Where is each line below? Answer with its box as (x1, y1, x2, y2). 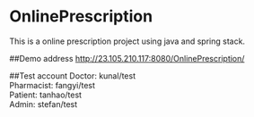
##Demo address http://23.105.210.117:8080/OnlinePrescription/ (9, 53, 245, 63)
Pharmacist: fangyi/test (9, 79, 96, 90)
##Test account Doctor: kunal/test (9, 70, 136, 81)
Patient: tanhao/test (9, 89, 83, 100)
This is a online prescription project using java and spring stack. (9, 36, 245, 46)
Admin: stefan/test (9, 98, 78, 109)
